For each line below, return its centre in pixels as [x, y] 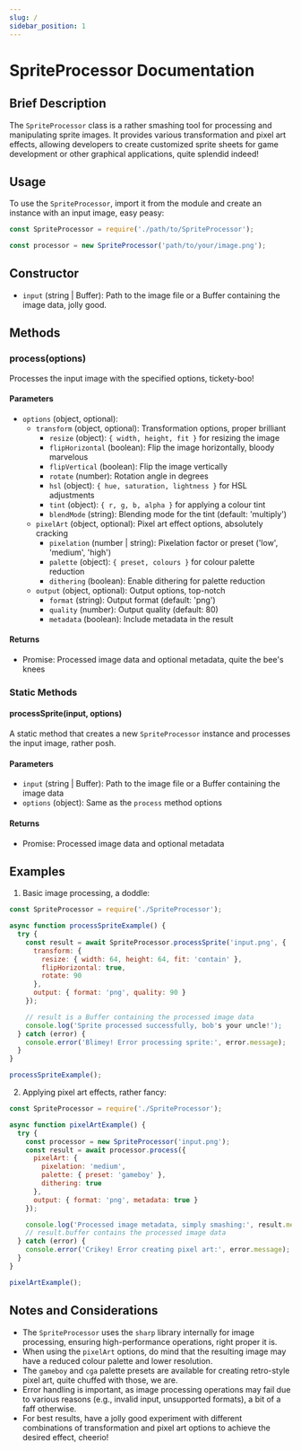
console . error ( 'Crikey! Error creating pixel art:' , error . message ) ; [158, 1250]
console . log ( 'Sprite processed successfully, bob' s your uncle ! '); [154, 1025]
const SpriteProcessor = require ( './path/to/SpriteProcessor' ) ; [132, 230]
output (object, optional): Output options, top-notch [130, 590]
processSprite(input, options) [66, 714]
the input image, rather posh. [63, 743]
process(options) [48, 358]
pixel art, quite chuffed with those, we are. [100, 1380]
